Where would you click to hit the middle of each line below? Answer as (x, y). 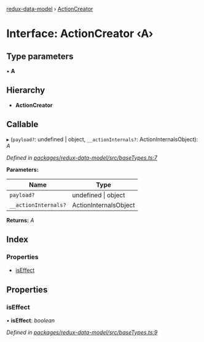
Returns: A (20, 220)
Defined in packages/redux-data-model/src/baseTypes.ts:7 (82, 157)
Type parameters (40, 56)
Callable (22, 124)
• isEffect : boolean (31, 321)
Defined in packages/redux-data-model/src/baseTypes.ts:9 (82, 332)
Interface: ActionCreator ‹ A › (80, 34)
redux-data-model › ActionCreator (50, 9)
